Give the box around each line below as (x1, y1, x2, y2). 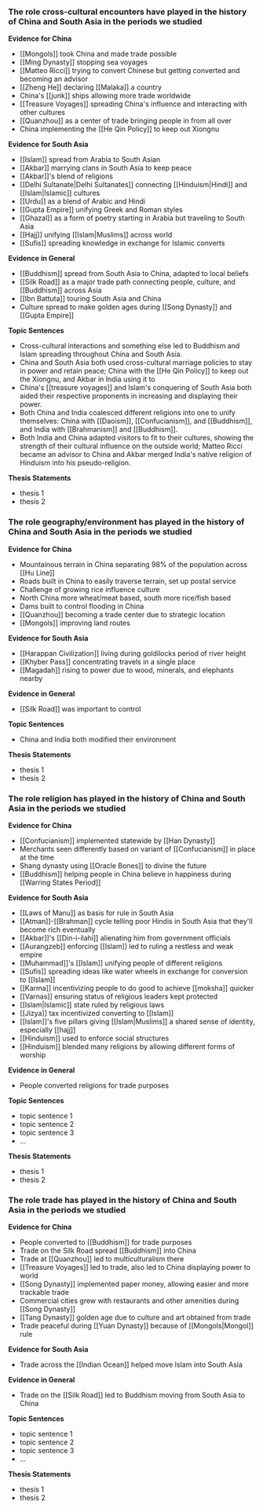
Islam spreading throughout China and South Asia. (19, 349, 183, 359)
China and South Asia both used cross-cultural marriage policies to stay (19, 358, 253, 367)
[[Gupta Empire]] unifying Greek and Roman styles (19, 205, 183, 215)
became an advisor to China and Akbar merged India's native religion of (19, 450, 253, 459)
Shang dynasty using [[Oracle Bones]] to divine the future (19, 860, 207, 870)
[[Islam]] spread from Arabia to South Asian (19, 155, 161, 164)
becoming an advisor (19, 74, 89, 84)
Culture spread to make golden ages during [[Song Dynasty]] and (19, 302, 232, 312)
